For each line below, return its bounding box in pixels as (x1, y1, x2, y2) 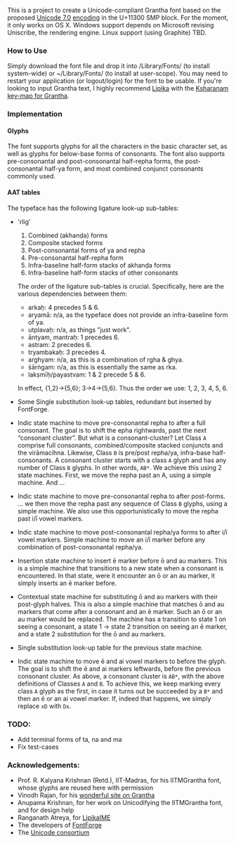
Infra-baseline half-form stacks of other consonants (27, 268, 178, 277)
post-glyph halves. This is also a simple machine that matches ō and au (17, 600, 225, 608)
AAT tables (7, 188, 41, 197)
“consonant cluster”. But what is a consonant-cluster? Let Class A (17, 433, 206, 442)
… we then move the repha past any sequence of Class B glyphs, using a (17, 499, 228, 508)
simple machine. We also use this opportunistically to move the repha (17, 507, 219, 515)
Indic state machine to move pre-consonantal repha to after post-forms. (17, 492, 226, 500)
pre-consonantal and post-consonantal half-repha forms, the (7, 157, 184, 166)
